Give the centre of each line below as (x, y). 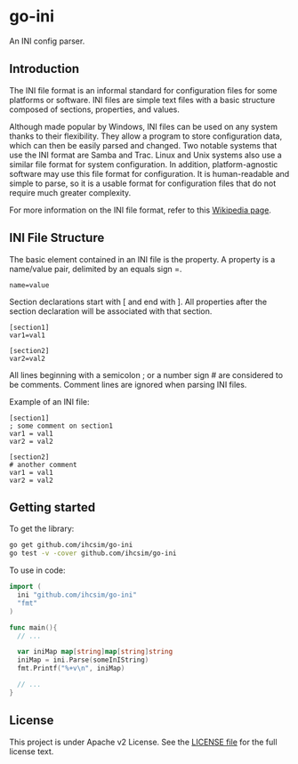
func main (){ (33, 627)
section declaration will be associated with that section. (111, 311)
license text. (32, 751)
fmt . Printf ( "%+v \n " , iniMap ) (71, 669)
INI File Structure (57, 238)
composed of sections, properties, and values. (95, 109)
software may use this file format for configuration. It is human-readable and (149, 173)
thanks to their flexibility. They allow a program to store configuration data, (146, 136)
